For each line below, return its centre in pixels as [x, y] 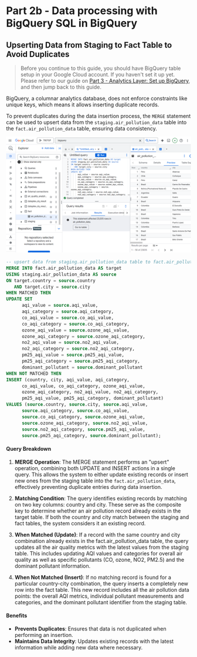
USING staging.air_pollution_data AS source [61, 274]
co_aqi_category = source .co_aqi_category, [76, 324]
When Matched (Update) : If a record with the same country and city [97, 534]
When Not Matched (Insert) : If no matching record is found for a [93, 577]
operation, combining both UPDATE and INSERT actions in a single [95, 468]
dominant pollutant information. [52, 566]
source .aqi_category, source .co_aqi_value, [76, 411]
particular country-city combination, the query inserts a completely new [101, 584]
